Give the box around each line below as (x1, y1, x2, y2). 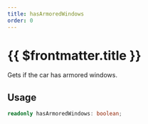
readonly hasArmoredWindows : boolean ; (7, 111, 122, 118)
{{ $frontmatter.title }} (7, 47, 142, 64)
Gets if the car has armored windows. (7, 71, 117, 79)
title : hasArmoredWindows (7, 10, 84, 18)
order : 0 (7, 17, 33, 24)
